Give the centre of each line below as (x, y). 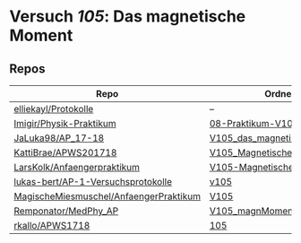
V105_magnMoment (253, 211)
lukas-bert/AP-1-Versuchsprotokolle (93, 182)
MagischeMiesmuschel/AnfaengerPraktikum (107, 196)
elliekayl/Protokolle (54, 109)
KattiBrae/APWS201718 (65, 152)
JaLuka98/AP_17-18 (59, 138)
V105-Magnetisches (254, 167)
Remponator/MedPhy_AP (66, 211)
